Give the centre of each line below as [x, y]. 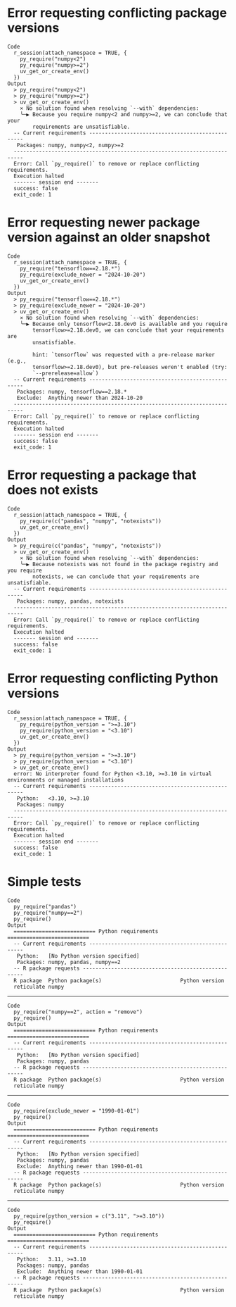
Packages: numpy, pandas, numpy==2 [68, 962]
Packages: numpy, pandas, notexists [70, 601]
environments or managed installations [66, 780]
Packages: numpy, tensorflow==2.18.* [72, 392]
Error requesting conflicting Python [113, 678]
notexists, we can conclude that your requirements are [116, 576]
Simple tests [45, 881]
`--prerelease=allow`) [66, 373]
